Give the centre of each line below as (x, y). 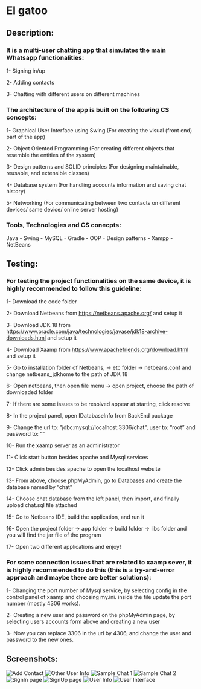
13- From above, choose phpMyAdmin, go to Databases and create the (94, 480)
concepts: (22, 117)
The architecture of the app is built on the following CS (88, 109)
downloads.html (26, 338)
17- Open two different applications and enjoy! (64, 547)
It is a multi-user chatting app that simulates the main (86, 50)
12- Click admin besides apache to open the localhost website (84, 469)
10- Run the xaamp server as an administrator (63, 445)
